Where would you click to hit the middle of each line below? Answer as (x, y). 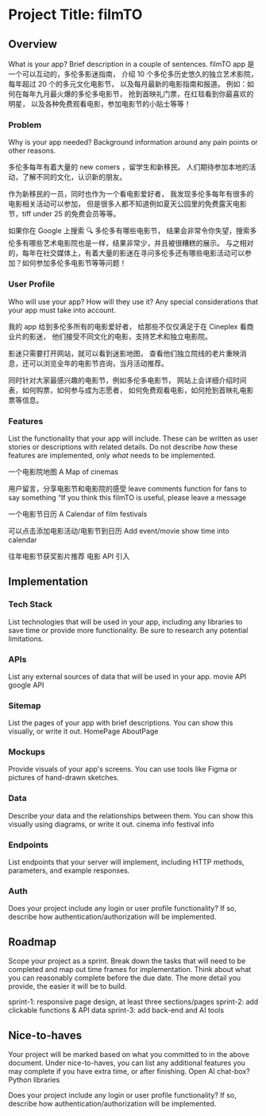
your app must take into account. (62, 310)
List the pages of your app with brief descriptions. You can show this (121, 723)
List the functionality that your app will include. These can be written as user (133, 438)
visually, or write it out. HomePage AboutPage (83, 731)
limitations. (26, 639)
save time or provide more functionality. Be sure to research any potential (128, 630)
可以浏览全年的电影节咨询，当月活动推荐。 (98, 363)
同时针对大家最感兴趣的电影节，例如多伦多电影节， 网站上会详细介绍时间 (127, 380)
